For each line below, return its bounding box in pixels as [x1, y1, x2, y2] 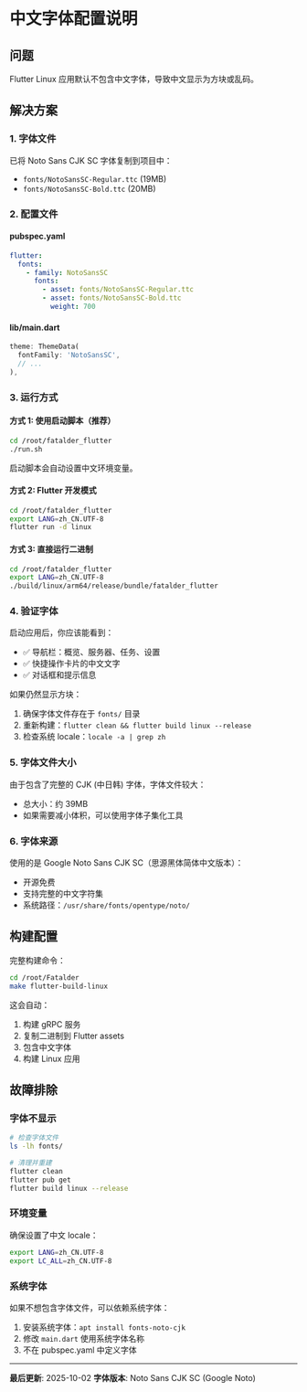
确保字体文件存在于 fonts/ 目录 [22, 708, 141, 719]
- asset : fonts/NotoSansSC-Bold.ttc [42, 293, 182, 303]
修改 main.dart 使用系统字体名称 [22, 1333, 145, 1344]
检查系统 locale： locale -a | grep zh [22, 731, 166, 742]
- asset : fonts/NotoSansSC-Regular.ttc [42, 285, 195, 294]
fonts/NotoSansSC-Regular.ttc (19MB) [22, 173, 167, 184]
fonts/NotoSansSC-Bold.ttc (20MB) [22, 183, 157, 194]
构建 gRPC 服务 [22, 1018, 81, 1029]
